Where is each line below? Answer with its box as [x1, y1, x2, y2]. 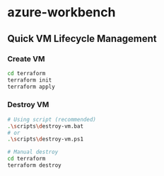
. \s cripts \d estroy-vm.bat [7, 122, 83, 130]
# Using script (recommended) [7, 116, 97, 123]
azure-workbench [7, 4, 116, 21]
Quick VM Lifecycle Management [7, 33, 157, 45]
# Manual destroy [7, 148, 59, 156]
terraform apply [7, 83, 55, 90]
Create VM [7, 54, 45, 64]
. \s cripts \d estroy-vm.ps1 [7, 136, 83, 143]
